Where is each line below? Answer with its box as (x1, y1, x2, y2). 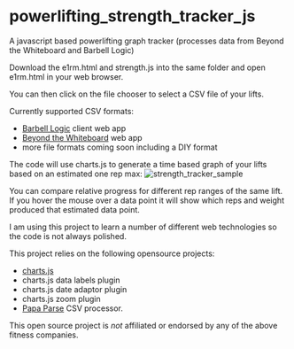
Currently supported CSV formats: (9, 105, 135, 116)
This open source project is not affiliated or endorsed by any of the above (9, 320, 278, 330)
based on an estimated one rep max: (9, 168, 143, 179)
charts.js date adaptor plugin (21, 283, 128, 294)
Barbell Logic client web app (21, 122, 127, 134)
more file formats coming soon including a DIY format (21, 142, 218, 152)
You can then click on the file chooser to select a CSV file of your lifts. (9, 89, 264, 99)
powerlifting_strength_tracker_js (9, 6, 256, 27)
